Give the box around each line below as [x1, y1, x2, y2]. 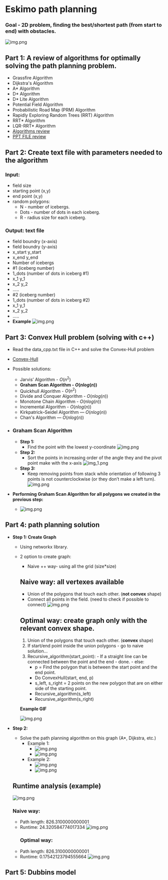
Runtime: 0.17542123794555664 [19, 853, 86, 859]
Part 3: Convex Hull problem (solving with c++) [5, 333, 154, 342]
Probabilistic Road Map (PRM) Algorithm [12, 107, 96, 113]
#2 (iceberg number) [12, 292, 56, 298]
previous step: [12, 496, 43, 502]
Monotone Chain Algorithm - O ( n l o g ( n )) [19, 398, 101, 405]
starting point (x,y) [12, 187, 51, 194]
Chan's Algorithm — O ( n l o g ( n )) [19, 414, 84, 420]
